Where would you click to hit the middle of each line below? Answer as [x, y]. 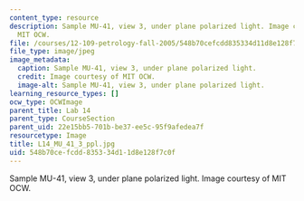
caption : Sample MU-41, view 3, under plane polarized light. [137, 69]
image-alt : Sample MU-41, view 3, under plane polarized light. [141, 85]
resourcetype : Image [48, 136]
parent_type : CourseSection [62, 119]
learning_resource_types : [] [64, 93]
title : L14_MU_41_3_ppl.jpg [62, 144]
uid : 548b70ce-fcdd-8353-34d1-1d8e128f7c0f [93, 152]
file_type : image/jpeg [52, 52]
